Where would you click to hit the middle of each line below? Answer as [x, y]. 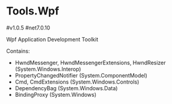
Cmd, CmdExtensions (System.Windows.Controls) [77, 82]
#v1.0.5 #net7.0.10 [28, 28]
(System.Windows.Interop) [48, 69]
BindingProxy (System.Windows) [56, 94]
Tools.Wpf [33, 11]
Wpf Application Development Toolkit [52, 39]
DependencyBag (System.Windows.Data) [66, 88]
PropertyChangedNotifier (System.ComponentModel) [81, 75]
